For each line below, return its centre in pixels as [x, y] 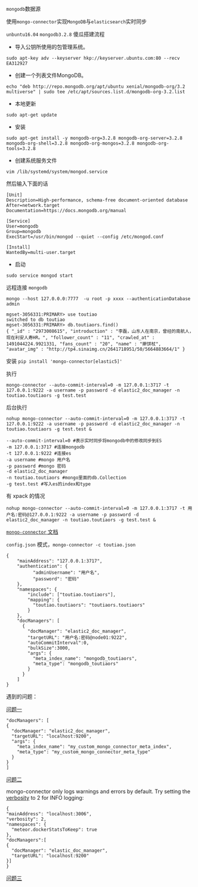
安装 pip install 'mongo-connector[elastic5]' [64, 361]
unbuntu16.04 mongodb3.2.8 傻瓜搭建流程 [55, 34]
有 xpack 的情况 [26, 496]
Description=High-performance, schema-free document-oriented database [97, 200]
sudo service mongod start [40, 276]
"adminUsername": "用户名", [66, 573]
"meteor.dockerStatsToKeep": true [54, 830]
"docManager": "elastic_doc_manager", [60, 851]
